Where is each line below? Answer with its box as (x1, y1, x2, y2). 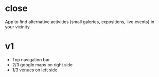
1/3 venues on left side (12, 67, 57, 73)
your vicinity (5, 24, 30, 29)
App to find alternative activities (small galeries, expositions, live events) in (5, 19, 155, 25)
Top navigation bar (12, 56, 50, 63)
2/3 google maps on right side (12, 62, 73, 67)
